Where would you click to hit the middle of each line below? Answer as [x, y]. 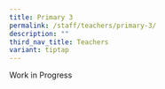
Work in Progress [41, 75]
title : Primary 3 [41, 17]
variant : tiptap [39, 50]
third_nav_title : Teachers [59, 42]
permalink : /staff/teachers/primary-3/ [83, 26]
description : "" [39, 33]
